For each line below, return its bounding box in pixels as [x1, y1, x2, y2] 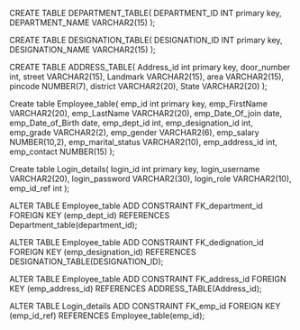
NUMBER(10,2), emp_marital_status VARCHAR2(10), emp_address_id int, [9, 137, 277, 147]
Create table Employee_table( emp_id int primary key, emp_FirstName [9, 98, 268, 109]
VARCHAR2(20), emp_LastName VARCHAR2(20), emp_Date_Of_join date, [9, 108, 283, 118]
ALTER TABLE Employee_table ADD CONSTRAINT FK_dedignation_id [9, 237, 264, 247]
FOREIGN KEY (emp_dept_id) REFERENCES [9, 210, 170, 220]
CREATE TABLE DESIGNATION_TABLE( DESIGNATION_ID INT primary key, [9, 35, 283, 45]
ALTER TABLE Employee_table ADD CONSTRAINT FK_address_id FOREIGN [9, 274, 286, 284]
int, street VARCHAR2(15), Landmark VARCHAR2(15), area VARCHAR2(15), [9, 71, 285, 82]
